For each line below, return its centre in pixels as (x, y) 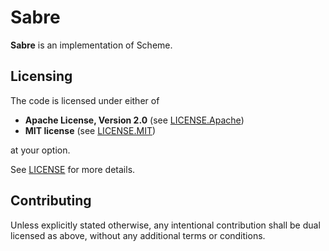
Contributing (51, 201)
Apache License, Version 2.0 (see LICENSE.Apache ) (134, 120)
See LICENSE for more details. (73, 169)
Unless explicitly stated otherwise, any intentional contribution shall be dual (165, 225)
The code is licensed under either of (85, 100)
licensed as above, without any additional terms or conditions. (138, 235)
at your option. (40, 150)
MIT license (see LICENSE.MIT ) (90, 130)
